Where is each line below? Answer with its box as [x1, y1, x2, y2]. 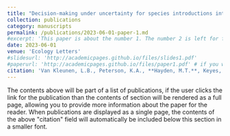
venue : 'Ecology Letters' [7, 49, 81, 55]
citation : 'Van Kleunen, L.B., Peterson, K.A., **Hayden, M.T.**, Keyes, [7, 67, 222, 74]
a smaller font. [7, 122, 48, 131]
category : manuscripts [7, 23, 72, 29]
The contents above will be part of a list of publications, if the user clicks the [7, 86, 222, 94]
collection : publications [7, 16, 81, 23]
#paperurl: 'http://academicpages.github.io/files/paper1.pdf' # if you [7, 61, 219, 68]
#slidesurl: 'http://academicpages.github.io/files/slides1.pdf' [7, 55, 197, 62]
